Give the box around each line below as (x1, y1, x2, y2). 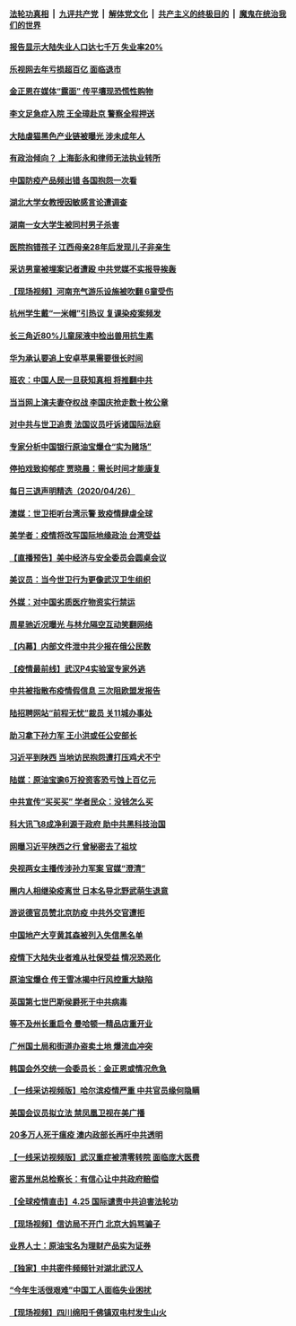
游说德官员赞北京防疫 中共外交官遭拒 (9, 907, 145, 919)
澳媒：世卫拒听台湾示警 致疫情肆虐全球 (9, 508, 153, 519)
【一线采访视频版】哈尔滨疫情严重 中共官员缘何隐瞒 (9, 1086, 200, 1096)
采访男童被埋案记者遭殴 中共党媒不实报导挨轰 (9, 264, 177, 275)
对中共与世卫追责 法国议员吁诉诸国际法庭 (9, 419, 161, 430)
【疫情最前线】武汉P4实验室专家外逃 (9, 663, 146, 674)
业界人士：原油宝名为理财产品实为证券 (9, 1241, 151, 1252)
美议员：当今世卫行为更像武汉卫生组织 (9, 574, 151, 585)
